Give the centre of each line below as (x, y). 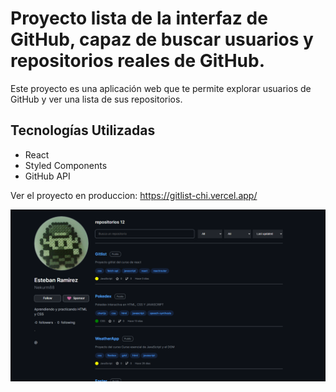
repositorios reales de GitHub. (137, 61)
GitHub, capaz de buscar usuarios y (162, 39)
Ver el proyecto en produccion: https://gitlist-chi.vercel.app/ (134, 195)
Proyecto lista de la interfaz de (139, 18)
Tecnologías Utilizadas (83, 130)
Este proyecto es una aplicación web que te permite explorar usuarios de (161, 88)
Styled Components (66, 165)
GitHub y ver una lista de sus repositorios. (96, 99)
